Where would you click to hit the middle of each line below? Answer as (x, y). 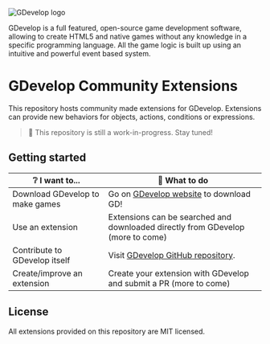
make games (37, 203)
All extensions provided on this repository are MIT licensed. (107, 331)
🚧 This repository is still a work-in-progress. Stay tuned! (120, 132)
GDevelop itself (41, 260)
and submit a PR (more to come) (169, 283)
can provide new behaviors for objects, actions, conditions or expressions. (132, 117)
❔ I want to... (56, 180)
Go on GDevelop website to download (180, 194)
